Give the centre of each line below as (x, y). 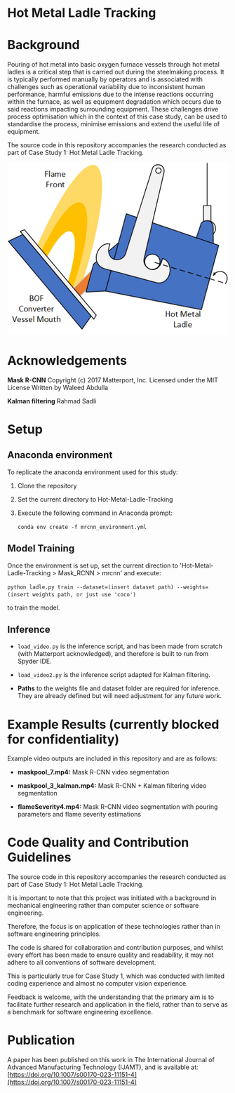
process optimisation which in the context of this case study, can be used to (117, 116)
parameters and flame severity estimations (79, 814)
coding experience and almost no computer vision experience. (98, 984)
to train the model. (34, 608)
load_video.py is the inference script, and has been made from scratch (120, 646)
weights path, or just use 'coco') (85, 594)
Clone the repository (47, 485)
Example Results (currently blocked (113, 724)
